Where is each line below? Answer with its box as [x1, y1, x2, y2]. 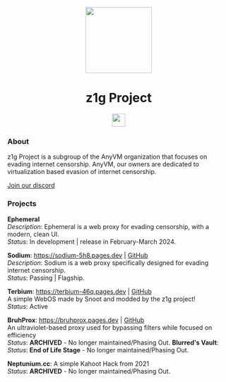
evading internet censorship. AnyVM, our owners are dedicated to [7, 160, 200, 168]
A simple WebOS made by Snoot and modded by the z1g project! [7, 295, 196, 303]
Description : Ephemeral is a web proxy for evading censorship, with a [7, 222, 210, 230]
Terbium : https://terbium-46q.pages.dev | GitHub [7, 287, 152, 295]
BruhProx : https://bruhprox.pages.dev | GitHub [7, 316, 145, 324]
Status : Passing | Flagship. [7, 273, 85, 282]
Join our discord [7, 181, 55, 190]
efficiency [7, 331, 37, 339]
